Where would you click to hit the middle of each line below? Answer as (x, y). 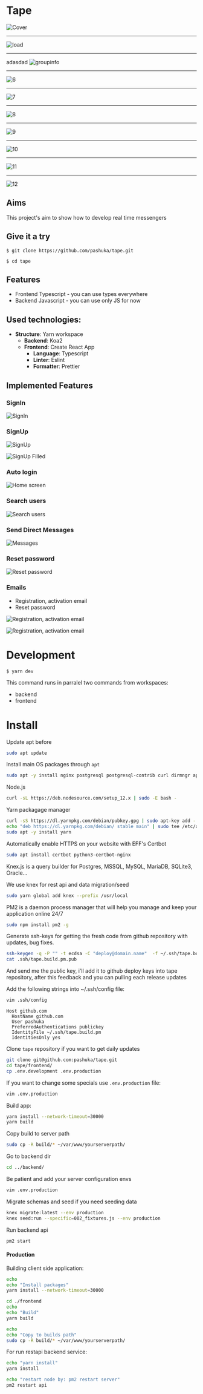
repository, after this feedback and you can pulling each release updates (97, 978)
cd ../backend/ (25, 1168)
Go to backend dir (29, 1156)
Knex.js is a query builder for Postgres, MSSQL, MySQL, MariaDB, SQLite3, (99, 866)
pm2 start (19, 1241)
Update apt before (29, 741)
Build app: (19, 1105)
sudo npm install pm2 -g (37, 925)
